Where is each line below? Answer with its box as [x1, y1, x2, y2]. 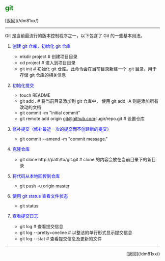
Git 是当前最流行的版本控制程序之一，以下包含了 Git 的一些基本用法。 [5, 32, 145, 38]
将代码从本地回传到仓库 [12, 173, 60, 179]
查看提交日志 [12, 213, 38, 219]
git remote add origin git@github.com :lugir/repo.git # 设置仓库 [19, 116, 145, 121]
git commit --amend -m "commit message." [19, 136, 108, 142]
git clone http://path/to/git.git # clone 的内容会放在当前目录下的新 [19, 156, 152, 162]
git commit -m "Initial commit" [19, 110, 81, 116]
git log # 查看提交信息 [19, 223, 64, 229]
